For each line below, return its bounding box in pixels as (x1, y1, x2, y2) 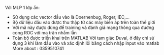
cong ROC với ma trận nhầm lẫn (12, 30, 77, 35)
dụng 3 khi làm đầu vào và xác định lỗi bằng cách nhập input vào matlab (12, 40, 160, 46)
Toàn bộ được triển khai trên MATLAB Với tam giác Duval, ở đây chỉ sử (12, 35, 155, 41)
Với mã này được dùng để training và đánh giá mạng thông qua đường (12, 25, 154, 30)
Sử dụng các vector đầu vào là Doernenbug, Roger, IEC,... (12, 14, 130, 20)
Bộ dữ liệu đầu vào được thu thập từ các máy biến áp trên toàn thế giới (12, 20, 155, 25)
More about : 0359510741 (12, 46, 64, 51)
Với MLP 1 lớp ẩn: (5, 5, 40, 10)
